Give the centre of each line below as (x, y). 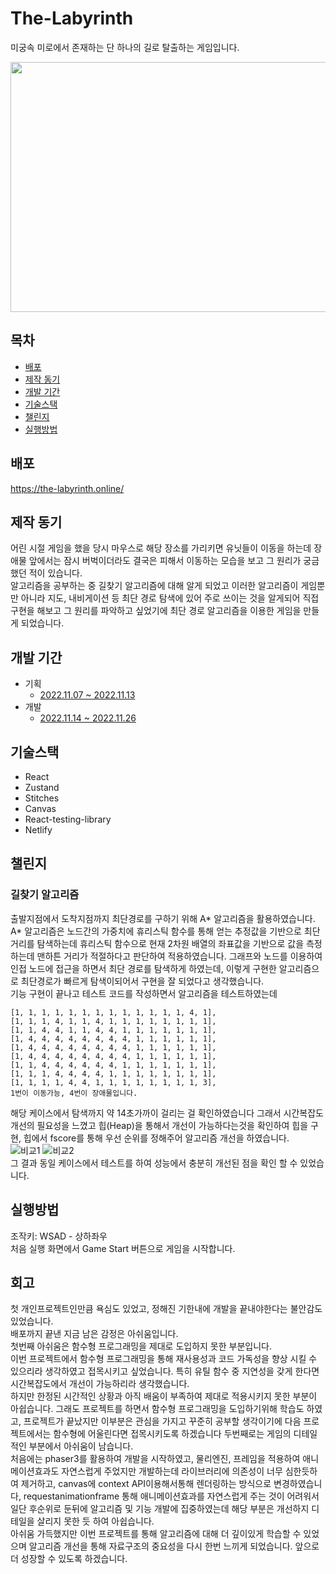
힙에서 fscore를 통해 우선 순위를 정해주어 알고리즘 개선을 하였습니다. (156, 1138)
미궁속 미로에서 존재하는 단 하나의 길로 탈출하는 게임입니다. (125, 47)
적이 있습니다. (55, 573)
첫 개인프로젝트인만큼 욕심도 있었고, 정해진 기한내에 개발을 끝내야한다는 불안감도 (166, 1309)
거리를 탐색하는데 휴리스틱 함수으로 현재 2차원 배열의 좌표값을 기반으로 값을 (157, 943)
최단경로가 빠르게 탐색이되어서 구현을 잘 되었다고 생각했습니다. (142, 981)
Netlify (38, 830)
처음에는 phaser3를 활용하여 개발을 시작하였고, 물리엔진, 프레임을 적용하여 (155, 1459)
